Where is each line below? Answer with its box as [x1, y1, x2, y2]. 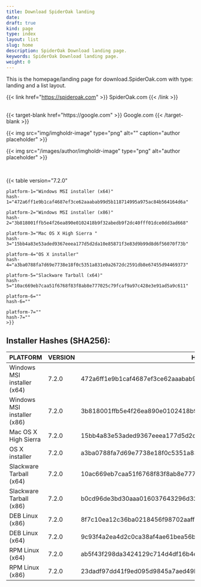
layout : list [6, 37, 39, 43]
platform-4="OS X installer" [6, 251, 79, 258]
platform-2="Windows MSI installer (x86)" [6, 209, 114, 216]
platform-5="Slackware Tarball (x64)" [6, 272, 103, 279]
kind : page [6, 25, 33, 32]
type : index [6, 31, 36, 37]
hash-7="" [6, 314, 31, 320]
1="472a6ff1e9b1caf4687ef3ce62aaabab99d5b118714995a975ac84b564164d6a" [6, 199, 188, 205]
